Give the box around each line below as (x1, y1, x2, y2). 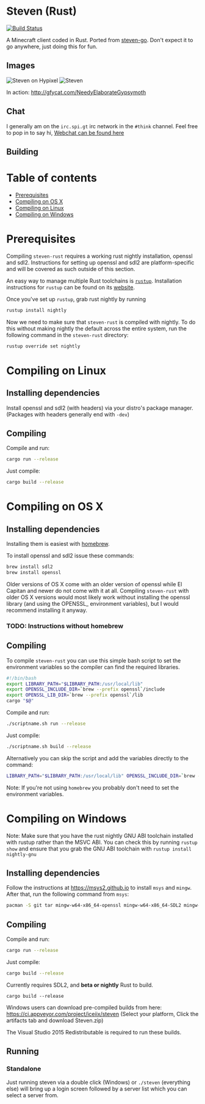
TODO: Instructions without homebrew (6, 622, 124, 630)
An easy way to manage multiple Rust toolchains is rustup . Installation (6, 277, 182, 285)
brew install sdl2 (6, 564, 53, 570)
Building (6, 147, 38, 157)
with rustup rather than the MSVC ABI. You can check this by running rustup (6, 838, 198, 846)
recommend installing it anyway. (6, 606, 87, 614)
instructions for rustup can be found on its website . (6, 283, 135, 291)
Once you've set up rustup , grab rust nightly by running (6, 295, 146, 303)
